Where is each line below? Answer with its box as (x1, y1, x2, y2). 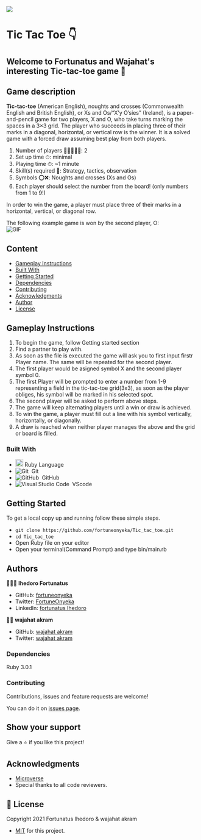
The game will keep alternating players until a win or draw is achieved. (15, 404, 192, 411)
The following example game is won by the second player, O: (6, 220, 160, 227)
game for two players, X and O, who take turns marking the (34, 116, 183, 123)
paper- (176, 109, 194, 117)
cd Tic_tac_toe (15, 534, 54, 540)
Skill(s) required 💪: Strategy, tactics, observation (15, 167, 137, 174)
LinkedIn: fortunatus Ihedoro (15, 604, 86, 611)
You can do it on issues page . (6, 705, 80, 712)
